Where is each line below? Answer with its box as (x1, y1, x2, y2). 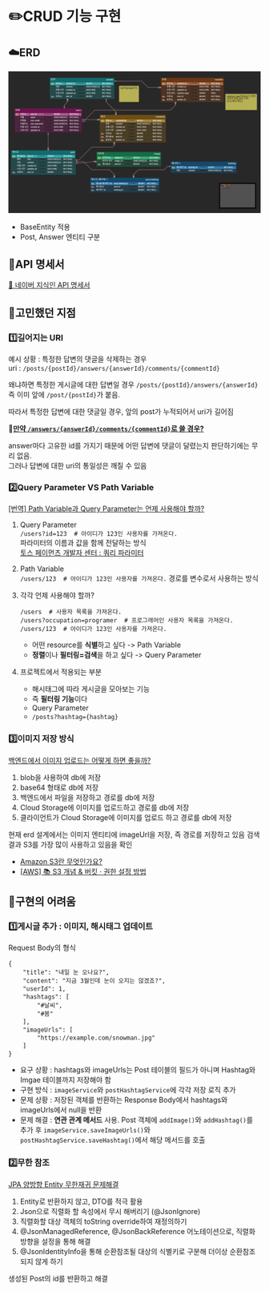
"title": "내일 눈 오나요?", (22, 968, 110, 977)
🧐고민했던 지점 (8, 306, 76, 320)
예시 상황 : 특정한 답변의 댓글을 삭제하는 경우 (8, 354, 147, 364)
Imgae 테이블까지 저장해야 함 (19, 1075, 112, 1085)
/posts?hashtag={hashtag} (31, 714, 118, 722)
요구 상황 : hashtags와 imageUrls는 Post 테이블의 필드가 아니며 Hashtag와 (19, 1065, 256, 1075)
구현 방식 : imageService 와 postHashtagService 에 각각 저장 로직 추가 (19, 1085, 236, 1095)
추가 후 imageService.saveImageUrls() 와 (19, 1125, 151, 1135)
